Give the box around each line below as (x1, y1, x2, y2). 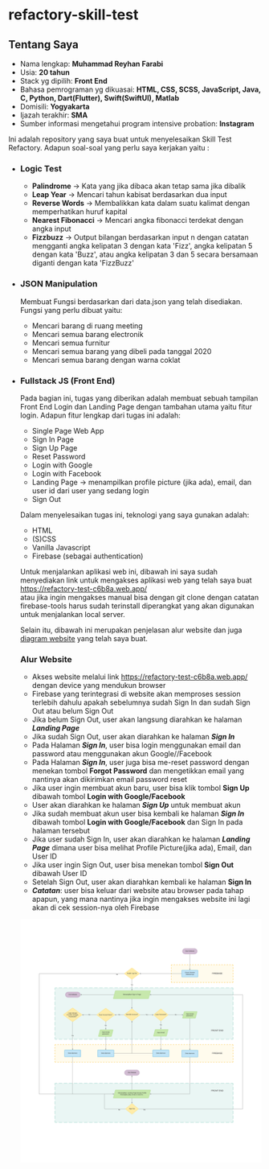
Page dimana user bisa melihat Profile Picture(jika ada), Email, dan (31, 843, 252, 853)
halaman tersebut (31, 826, 91, 836)
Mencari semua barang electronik (31, 329, 144, 339)
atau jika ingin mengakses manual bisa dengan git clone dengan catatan (19, 592, 259, 602)
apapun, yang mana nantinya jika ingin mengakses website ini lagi (31, 895, 251, 904)
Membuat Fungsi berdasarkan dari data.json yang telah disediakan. (19, 296, 243, 307)
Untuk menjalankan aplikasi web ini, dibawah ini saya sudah (19, 566, 218, 576)
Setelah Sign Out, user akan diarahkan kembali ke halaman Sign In (31, 877, 251, 887)
